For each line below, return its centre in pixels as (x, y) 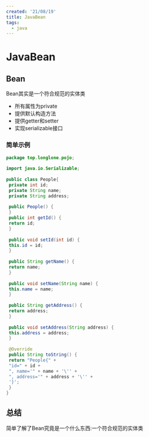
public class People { (33, 180)
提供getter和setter (37, 121)
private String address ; (39, 196)
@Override (21, 349)
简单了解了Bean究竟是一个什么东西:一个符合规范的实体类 (75, 428)
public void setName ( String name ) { (53, 283)
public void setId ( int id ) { (44, 240)
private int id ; (28, 185)
